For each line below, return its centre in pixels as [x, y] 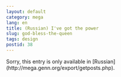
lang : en [17, 23]
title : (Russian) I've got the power [53, 28]
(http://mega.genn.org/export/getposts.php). [60, 68]
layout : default [26, 12]
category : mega [25, 17]
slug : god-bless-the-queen [39, 34]
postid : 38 [19, 45]
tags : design [22, 39]
